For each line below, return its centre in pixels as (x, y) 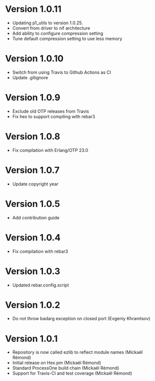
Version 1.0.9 (33, 98)
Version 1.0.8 (33, 137)
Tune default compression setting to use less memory (67, 39)
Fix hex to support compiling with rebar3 (54, 116)
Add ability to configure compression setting (57, 33)
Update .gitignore (30, 77)
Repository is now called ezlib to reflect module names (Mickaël (77, 352)
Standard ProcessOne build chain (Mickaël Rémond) (66, 368)
